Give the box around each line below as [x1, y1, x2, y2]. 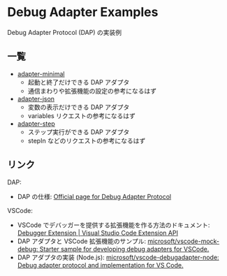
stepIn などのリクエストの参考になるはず [27, 136, 146, 145]
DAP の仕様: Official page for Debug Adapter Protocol [17, 192, 172, 201]
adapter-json [17, 94, 54, 103]
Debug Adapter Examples [7, 4, 159, 20]
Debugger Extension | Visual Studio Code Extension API [17, 228, 178, 237]
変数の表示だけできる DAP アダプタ [27, 103, 130, 111]
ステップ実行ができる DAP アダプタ [27, 127, 130, 136]
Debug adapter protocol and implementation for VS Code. [17, 261, 184, 269]
